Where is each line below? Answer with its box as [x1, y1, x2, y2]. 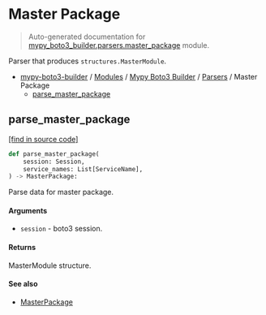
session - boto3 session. [19, 224, 103, 234]
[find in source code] [8, 134, 79, 144]
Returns [8, 243, 36, 252]
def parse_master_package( [8, 149, 100, 158]
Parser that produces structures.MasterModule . [8, 56, 167, 66]
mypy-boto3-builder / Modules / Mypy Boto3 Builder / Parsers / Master [19, 71, 258, 81]
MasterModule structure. [8, 261, 92, 270]
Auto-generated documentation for [28, 32, 146, 41]
